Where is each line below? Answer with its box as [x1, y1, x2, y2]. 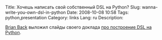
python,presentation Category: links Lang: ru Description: [5, 15, 123, 20]
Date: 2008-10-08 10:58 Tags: [66, 9, 129, 15]
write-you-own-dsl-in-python [5, 9, 66, 15]
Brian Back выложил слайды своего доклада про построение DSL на [5, 24, 152, 30]
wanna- [141, 4, 158, 10]
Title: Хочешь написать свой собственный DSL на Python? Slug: [5, 4, 141, 10]
